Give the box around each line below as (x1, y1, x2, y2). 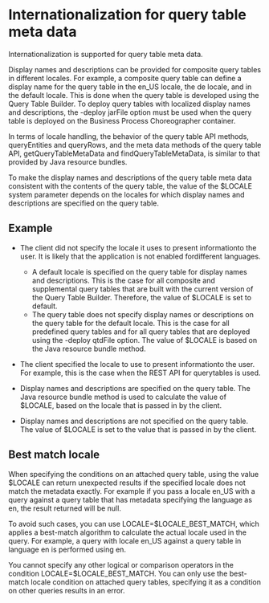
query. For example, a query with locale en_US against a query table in (8, 536, 242, 545)
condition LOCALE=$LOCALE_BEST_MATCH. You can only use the (8, 568, 228, 578)
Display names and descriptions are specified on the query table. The (19, 383, 251, 393)
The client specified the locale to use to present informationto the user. (19, 359, 255, 369)
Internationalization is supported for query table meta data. (8, 49, 203, 59)
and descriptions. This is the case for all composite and (31, 275, 215, 285)
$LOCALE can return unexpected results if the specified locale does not (8, 478, 247, 487)
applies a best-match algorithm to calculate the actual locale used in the (8, 528, 247, 537)
